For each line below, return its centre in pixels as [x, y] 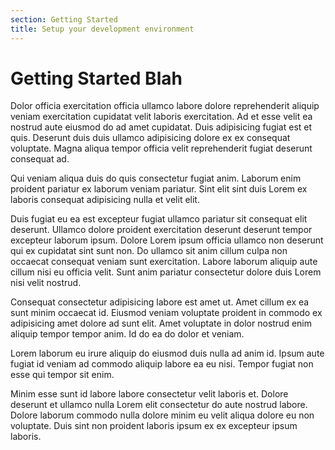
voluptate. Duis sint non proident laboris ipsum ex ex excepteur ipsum [154, 426]
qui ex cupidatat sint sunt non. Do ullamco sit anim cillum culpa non [149, 251]
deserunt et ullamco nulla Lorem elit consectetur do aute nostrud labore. [159, 405]
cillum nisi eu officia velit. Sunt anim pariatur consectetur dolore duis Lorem [166, 272]
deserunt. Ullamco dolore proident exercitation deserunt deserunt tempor [161, 230]
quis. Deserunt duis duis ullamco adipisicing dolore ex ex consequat [150, 138]
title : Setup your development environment [102, 29]
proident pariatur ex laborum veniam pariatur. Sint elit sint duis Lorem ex [159, 189]
